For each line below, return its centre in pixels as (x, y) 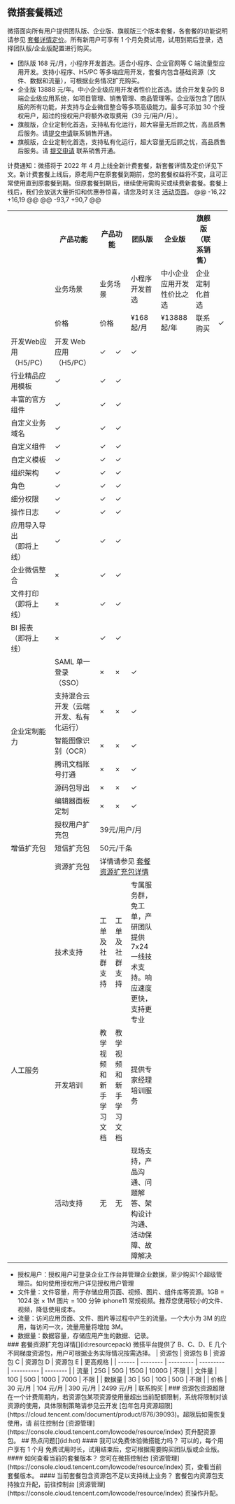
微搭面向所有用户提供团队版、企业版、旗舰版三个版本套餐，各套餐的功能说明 (117, 31)
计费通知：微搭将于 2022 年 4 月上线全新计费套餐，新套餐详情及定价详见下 (115, 165)
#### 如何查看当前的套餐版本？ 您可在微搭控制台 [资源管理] (93, 1458)
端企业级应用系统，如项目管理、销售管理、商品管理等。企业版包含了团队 (121, 98)
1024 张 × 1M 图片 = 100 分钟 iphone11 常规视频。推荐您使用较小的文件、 (122, 1300)
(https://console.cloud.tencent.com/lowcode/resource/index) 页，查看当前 (115, 1467)
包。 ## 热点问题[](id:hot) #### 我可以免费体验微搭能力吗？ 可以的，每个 (113, 1440)
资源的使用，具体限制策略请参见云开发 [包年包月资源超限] (90, 1405)
